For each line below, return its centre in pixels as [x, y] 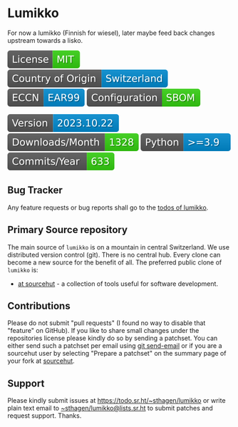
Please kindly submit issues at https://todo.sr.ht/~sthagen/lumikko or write [117, 401]
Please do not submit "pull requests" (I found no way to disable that [107, 323]
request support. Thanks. [45, 416]
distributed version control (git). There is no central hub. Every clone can [114, 254]
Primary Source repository [68, 230]
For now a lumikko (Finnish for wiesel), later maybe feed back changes [111, 33]
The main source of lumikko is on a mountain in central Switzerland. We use [119, 247]
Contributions [39, 305]
